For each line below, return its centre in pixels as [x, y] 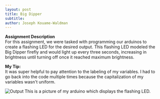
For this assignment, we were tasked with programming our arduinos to [76, 42]
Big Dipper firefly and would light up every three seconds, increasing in [76, 52]
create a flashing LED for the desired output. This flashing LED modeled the [80, 47]
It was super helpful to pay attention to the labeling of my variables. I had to [80, 72]
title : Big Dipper [23, 14]
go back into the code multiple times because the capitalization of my [74, 77]
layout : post [18, 9]
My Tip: [13, 67]
